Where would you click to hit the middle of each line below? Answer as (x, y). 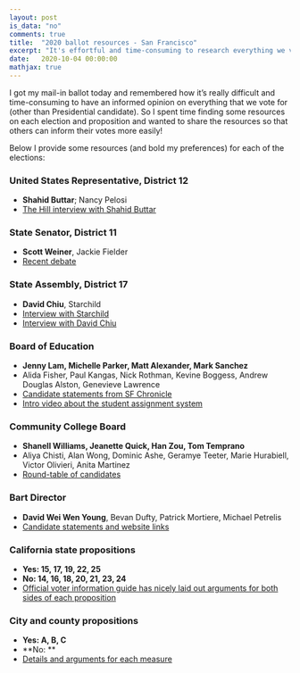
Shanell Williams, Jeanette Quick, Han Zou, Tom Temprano (133, 446)
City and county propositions (74, 620)
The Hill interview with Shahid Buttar (89, 210)
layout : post (33, 17)
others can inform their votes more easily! (86, 130)
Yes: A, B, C (44, 640)
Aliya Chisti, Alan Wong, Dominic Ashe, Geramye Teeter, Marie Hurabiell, (155, 455)
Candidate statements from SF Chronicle (97, 395)
